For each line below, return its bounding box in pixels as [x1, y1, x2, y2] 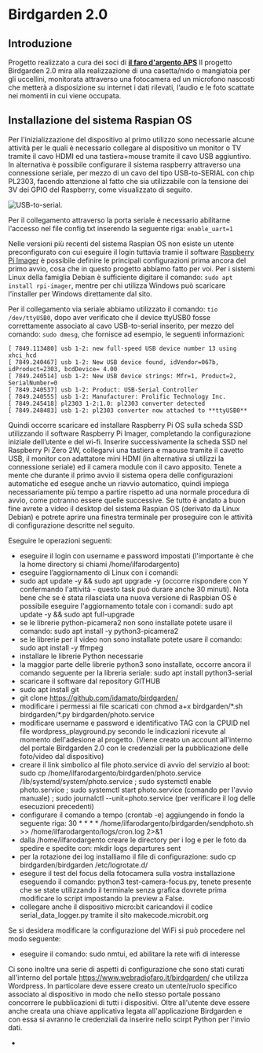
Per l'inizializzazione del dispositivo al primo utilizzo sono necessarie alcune [8, 134, 255, 144]
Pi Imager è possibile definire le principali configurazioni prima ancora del [8, 256, 247, 265]
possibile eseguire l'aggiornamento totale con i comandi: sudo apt [19, 601, 234, 610]
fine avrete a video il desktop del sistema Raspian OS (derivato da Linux [8, 503, 240, 513]
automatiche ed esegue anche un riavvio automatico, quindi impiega [8, 478, 229, 488]
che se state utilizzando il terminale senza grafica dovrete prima [19, 885, 228, 894]
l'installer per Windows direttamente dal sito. [8, 289, 153, 298]
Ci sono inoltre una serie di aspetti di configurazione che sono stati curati [8, 964, 245, 974]
